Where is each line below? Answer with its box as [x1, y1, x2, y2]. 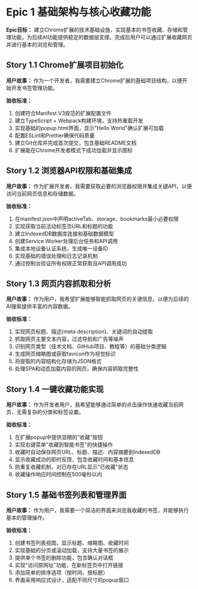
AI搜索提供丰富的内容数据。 [6, 303, 74, 310]
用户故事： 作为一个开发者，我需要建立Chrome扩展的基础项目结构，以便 [6, 77, 183, 84]
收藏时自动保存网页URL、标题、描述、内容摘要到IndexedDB [14, 448, 161, 456]
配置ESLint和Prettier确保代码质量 [14, 132, 95, 139]
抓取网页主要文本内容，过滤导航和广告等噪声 [14, 336, 124, 343]
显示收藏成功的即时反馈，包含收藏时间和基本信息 [14, 456, 134, 463]
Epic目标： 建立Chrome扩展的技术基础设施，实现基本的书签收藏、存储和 [6, 26, 183, 33]
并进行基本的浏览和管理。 [6, 41, 69, 48]
